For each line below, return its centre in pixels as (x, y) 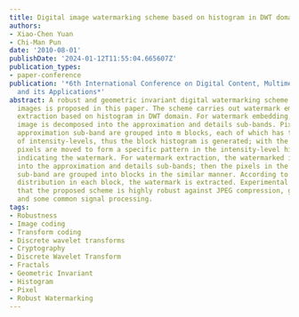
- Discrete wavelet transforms (67, 241)
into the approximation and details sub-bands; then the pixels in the (153, 166)
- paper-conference (45, 75)
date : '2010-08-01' (45, 51)
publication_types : (45, 67)
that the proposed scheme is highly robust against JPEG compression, (151, 191)
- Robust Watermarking (51, 298)
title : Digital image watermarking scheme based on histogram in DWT (141, 17)
